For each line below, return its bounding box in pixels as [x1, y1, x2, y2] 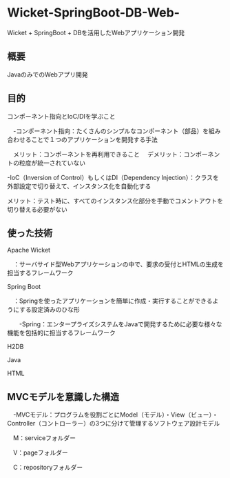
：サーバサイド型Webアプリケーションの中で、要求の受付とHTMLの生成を [12, 260, 224, 268]
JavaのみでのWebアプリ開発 [7, 70, 88, 79]
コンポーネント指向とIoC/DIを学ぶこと [7, 112, 116, 120]
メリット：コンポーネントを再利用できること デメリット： [12, 150, 184, 158]
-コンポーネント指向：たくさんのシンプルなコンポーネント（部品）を [12, 126, 209, 135]
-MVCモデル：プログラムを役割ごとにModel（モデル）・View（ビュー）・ [12, 410, 218, 419]
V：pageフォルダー [12, 448, 68, 457]
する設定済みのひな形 [19, 306, 81, 314]
